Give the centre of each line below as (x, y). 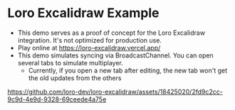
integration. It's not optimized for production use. (90, 40)
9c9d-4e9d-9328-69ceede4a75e (57, 99)
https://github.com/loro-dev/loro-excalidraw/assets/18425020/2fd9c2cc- (115, 92)
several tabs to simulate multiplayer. (70, 62)
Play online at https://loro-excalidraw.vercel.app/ (89, 48)
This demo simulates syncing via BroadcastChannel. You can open (115, 55)
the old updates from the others (75, 78)
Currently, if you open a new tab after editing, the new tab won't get (128, 70)
